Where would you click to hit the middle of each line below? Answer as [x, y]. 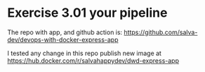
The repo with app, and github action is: [65, 32]
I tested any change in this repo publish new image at [84, 53]
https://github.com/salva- [161, 32]
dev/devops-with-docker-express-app [63, 39]
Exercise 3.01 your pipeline [87, 13]
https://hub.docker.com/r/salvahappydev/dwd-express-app [93, 60]
